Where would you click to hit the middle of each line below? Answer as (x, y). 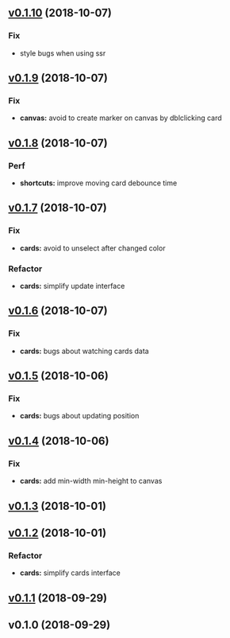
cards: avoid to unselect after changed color (92, 248)
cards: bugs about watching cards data (84, 351)
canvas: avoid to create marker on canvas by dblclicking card (121, 118)
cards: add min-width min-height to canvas (91, 481)
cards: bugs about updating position (79, 416)
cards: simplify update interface (72, 286)
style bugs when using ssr (63, 53)
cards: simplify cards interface (70, 573)
